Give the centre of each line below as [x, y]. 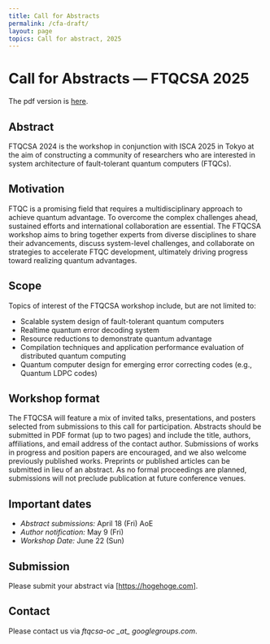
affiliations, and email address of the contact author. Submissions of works [133, 444]
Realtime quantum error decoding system [90, 330]
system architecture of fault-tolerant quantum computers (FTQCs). [120, 164]
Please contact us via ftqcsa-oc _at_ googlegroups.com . [103, 631]
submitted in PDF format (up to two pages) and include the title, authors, [130, 435]
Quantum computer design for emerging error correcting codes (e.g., [136, 364]
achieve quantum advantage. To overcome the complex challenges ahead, [133, 217]
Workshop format [54, 399]
